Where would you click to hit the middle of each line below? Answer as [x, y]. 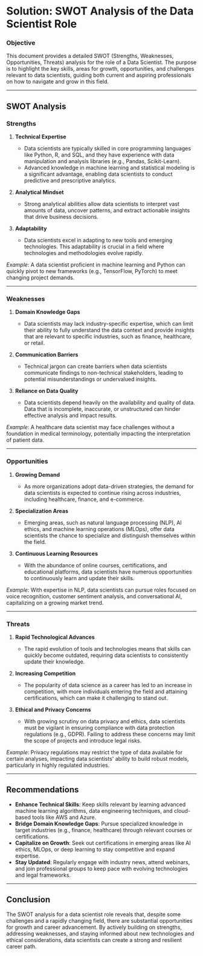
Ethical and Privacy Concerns [53, 710]
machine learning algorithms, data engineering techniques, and [94, 810]
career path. [22, 946]
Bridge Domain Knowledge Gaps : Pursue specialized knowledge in [99, 824]
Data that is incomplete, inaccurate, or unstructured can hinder [102, 409]
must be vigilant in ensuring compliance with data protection [99, 728]
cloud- [182, 810]
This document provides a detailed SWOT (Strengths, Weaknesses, [90, 56]
